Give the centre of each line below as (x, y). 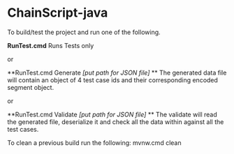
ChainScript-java (58, 13)
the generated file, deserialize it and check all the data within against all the (116, 122)
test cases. (23, 129)
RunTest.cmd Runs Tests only (51, 45)
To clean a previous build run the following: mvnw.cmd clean (94, 143)
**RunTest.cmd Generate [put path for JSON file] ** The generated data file (117, 72)
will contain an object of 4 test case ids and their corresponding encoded (113, 80)
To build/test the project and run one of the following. (84, 32)
